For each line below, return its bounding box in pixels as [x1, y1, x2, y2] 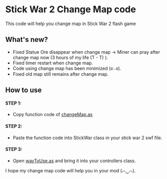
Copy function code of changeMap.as [12, 111, 93, 118]
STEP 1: [5, 100, 22, 106]
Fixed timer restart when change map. [12, 60, 93, 66]
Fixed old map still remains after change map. [12, 71, 109, 77]
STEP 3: [5, 146, 23, 152]
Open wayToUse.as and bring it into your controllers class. [12, 158, 136, 164]
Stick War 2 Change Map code [5, 4, 136, 15]
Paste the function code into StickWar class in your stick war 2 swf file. [12, 135, 162, 141]
